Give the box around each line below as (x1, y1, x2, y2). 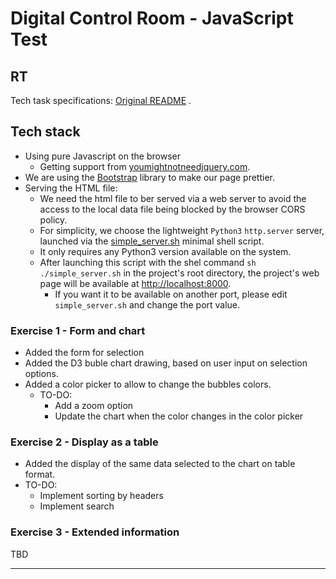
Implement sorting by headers (39, 490, 164, 502)
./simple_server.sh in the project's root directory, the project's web (39, 267, 320, 279)
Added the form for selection (24, 347, 145, 359)
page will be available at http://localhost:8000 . (39, 277, 232, 289)
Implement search (39, 500, 115, 512)
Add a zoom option (54, 400, 134, 412)
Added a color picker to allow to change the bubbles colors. (24, 378, 272, 391)
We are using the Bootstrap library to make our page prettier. (24, 171, 276, 183)
